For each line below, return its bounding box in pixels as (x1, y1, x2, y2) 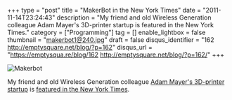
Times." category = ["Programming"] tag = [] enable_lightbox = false (7, 28, 206, 36)
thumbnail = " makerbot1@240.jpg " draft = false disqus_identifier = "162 (7, 36, 214, 44)
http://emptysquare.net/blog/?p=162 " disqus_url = (7, 43, 153, 51)
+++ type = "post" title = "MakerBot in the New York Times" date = (7, 6, 202, 14)
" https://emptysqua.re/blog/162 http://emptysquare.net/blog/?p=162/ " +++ (7, 50, 225, 59)
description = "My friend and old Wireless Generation (56, 13, 212, 22)
